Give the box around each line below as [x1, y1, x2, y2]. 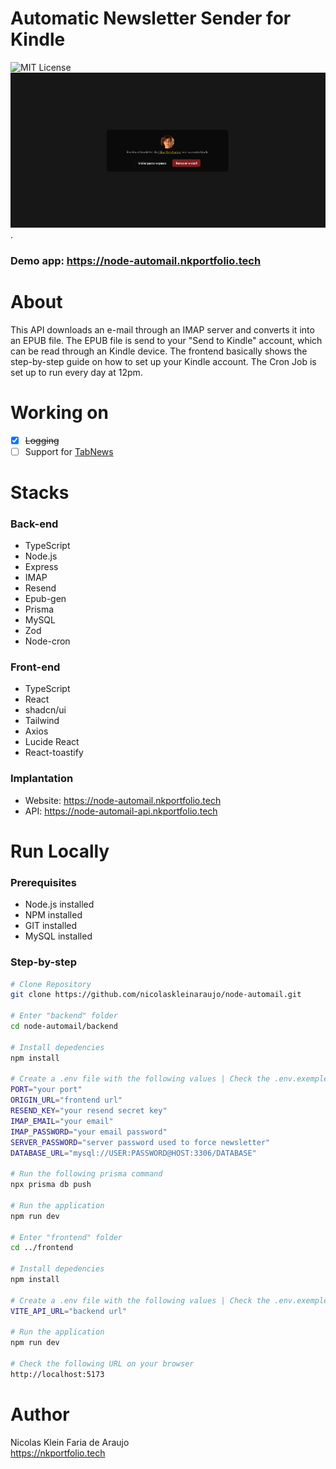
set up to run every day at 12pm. [10, 366, 143, 378]
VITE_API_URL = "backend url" [10, 1306, 128, 1316]
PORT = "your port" [10, 1085, 83, 1095]
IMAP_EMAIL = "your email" [10, 1116, 114, 1126]
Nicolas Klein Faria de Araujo [10, 1436, 130, 1448]
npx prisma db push [10, 1180, 92, 1190]
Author [10, 1403, 70, 1426]
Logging [24, 434, 60, 446]
